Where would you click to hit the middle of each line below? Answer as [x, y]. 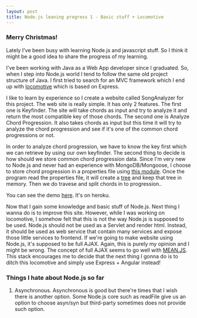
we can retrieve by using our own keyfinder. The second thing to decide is [96, 152]
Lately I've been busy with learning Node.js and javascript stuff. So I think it [97, 50]
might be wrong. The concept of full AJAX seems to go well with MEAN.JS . [97, 250]
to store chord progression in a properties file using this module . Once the [95, 171]
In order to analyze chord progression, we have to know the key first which [96, 146]
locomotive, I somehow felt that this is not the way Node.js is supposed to [95, 219]
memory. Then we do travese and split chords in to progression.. [84, 184]
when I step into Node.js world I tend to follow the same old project [87, 74]
